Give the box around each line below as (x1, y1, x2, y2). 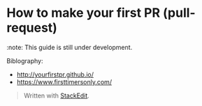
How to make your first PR (6, 5, 161, 21)
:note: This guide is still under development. (6, 43, 133, 51)
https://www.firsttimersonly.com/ (16, 77, 113, 86)
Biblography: (6, 56, 43, 65)
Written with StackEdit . (23, 91, 90, 100)
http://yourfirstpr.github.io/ (16, 70, 94, 79)
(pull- (162, 5, 196, 21)
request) (6, 20, 57, 36)
